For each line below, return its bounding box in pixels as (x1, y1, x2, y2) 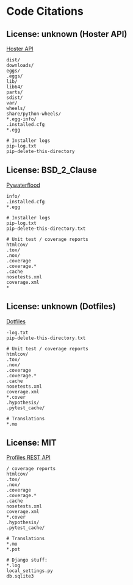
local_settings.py (6, 568, 53, 574)
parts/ (6, 89, 23, 95)
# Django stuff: (6, 557, 48, 563)
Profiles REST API (6, 453, 51, 461)
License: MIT (6, 438, 57, 448)
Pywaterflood (6, 181, 41, 189)
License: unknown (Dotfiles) (6, 301, 116, 312)
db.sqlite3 (6, 573, 34, 579)
